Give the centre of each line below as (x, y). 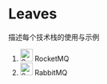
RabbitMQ (51, 72)
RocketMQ (52, 58)
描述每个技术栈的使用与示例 (54, 37)
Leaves (33, 14)
